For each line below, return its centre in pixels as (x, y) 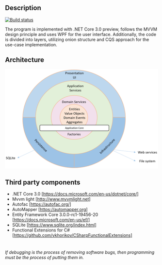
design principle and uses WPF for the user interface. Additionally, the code (81, 34)
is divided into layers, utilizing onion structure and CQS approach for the (77, 39)
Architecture (25, 60)
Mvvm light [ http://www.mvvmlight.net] (51, 199)
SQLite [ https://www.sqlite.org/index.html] (54, 225)
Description (23, 8)
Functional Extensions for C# (41, 230)
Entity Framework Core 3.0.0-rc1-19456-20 (55, 215)
